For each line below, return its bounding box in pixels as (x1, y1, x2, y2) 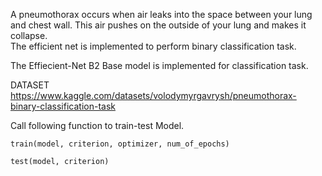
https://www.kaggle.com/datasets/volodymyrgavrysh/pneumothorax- (10, 90, 297, 101)
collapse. (10, 30, 48, 41)
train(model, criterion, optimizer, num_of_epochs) (10, 139, 230, 149)
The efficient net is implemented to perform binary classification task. (10, 40, 297, 52)
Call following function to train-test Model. (10, 120, 185, 131)
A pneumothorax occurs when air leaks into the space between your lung (10, 9, 313, 20)
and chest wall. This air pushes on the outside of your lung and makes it (10, 19, 307, 31)
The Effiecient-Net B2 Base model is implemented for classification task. (10, 60, 309, 71)
